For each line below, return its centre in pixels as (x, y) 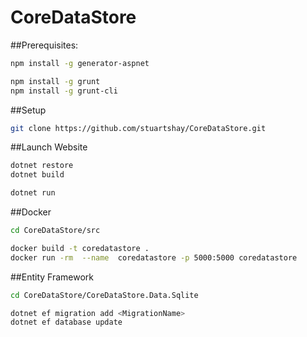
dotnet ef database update (66, 322)
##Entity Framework (52, 277)
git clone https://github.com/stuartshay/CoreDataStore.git (138, 128)
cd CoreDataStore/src (55, 231)
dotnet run (33, 193)
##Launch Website (49, 147)
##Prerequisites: (44, 45)
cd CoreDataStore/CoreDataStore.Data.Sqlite (104, 295)
